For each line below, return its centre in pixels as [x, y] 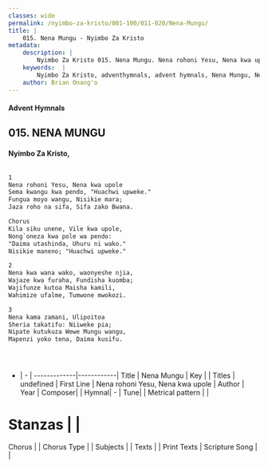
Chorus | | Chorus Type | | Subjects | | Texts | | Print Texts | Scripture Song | [133, 447]
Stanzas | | [45, 425]
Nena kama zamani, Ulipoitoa [57, 317]
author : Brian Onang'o [60, 82]
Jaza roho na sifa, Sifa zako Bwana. [71, 207]
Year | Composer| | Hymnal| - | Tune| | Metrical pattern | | [114, 393]
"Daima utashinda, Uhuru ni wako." [67, 244]
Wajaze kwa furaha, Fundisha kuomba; [71, 280]
